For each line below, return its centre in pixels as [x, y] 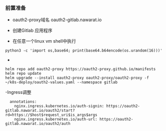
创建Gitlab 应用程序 [32, 31]
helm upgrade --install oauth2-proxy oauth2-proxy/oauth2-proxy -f [77, 78]
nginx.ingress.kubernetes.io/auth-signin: [59, 106]
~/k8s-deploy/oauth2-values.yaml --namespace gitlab [61, 82]
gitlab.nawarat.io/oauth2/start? [40, 111]
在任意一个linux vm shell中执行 [44, 41]
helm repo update [23, 74]
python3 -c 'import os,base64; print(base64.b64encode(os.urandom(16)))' [84, 51]
